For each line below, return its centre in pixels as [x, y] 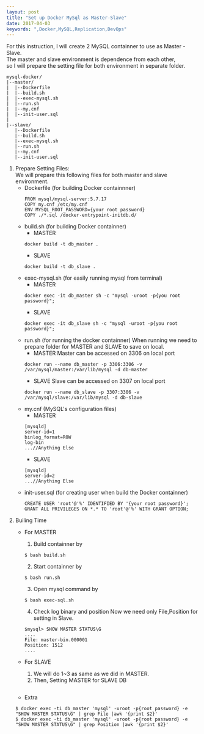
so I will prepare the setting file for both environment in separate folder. [96, 66]
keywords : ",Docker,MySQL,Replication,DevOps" [67, 29]
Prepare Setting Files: [42, 169]
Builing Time [31, 520]
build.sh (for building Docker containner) [75, 227]
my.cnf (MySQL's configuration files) [71, 409]
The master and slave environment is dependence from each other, [91, 59]
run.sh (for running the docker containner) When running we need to [111, 340]
